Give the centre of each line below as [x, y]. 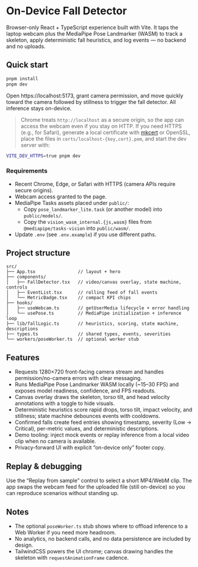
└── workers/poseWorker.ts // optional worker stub [73, 340]
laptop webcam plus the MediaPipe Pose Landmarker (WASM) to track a [94, 33]
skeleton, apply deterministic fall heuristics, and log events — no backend [96, 40]
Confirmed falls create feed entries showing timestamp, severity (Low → [103, 422]
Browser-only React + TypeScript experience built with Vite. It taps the [92, 27]
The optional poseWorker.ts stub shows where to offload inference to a [101, 526]
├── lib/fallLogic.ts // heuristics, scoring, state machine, [92, 324]
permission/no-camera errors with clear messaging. [78, 378]
